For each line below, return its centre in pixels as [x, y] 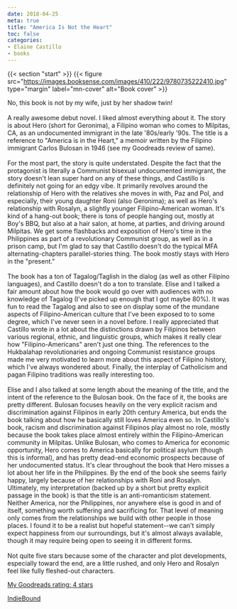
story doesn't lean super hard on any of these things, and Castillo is [106, 178]
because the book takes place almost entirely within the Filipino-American [115, 435]
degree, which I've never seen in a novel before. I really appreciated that [113, 321]
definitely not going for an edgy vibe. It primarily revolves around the [108, 185]
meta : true [23, 21]
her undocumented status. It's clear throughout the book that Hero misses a [118, 465]
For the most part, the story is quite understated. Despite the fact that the [114, 163]
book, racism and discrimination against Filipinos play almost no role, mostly [119, 427]
